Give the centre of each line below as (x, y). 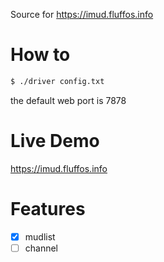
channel (41, 248)
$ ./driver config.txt (57, 81)
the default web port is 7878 (68, 100)
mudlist (40, 236)
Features (48, 208)
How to (40, 55)
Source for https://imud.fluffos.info (82, 14)
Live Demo (55, 141)
